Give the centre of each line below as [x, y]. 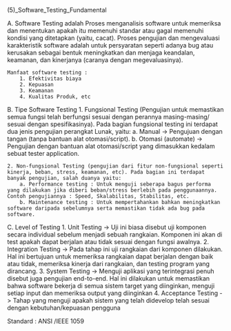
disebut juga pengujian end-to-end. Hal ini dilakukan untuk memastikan [109, 278]
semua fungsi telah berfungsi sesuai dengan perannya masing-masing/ [109, 117]
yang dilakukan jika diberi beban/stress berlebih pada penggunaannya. [112, 190]
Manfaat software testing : [48, 72]
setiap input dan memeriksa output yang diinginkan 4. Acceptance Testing [113, 293]
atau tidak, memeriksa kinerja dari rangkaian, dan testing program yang [109, 264]
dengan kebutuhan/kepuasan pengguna [64, 308]
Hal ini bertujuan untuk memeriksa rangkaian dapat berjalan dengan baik [110, 257]
